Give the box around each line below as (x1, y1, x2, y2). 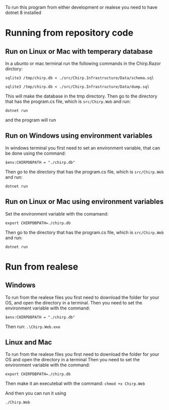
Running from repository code (5, 27, 134, 39)
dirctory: (5, 66, 23, 72)
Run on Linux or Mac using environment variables (5, 197, 164, 206)
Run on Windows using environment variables (5, 132, 152, 140)
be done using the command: (5, 150, 66, 156)
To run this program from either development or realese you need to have (5, 5, 157, 10)
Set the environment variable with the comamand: (5, 211, 109, 217)
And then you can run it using (5, 390, 66, 396)
